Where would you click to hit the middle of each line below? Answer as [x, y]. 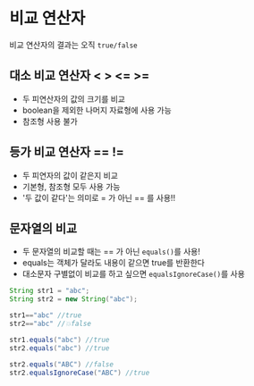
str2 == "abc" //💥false [51, 323]
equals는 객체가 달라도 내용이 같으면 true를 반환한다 [114, 263]
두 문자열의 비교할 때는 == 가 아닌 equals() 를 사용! [111, 252]
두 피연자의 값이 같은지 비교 [70, 175]
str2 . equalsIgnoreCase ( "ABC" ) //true [80, 373]
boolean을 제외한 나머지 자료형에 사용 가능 [97, 110]
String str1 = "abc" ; [50, 291]
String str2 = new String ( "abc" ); [74, 299]
